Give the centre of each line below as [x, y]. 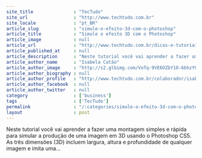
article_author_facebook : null [48, 85]
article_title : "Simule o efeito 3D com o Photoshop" [91, 34]
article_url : [41, 46]
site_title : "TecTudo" [55, 12]
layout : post [48, 112]
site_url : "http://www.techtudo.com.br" [80, 17]
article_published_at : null [48, 51]
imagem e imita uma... [34, 148]
